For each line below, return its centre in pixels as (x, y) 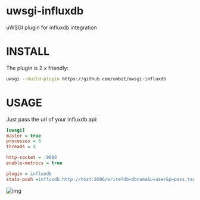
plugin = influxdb (29, 174)
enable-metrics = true (34, 163)
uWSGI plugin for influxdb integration (51, 27)
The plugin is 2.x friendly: (37, 68)
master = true (24, 136)
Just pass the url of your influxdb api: (52, 119)
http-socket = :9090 (32, 158)
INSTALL (28, 51)
